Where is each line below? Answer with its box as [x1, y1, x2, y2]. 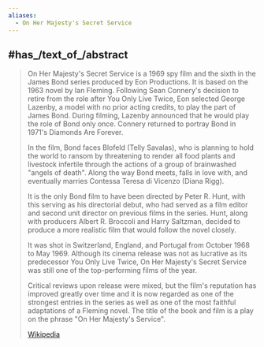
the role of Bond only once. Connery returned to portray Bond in [27, 119, 236, 129]
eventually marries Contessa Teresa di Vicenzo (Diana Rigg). [27, 177, 225, 186]
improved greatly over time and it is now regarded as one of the [27, 289, 234, 299]
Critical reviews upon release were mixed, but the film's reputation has [27, 281, 257, 290]
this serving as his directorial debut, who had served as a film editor [27, 200, 248, 210]
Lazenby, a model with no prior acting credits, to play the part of [27, 103, 236, 112]
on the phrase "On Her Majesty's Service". [27, 315, 165, 324]
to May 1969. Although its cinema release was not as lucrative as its [27, 249, 247, 259]
